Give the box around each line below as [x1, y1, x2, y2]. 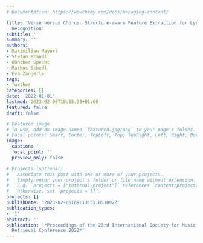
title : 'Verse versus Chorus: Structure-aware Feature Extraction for [6, 19, 188, 26]
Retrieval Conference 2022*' [11, 228, 85, 234]
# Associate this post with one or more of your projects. [6, 171, 164, 178]
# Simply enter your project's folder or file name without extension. [6, 177, 196, 183]
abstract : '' [6, 216, 39, 222]
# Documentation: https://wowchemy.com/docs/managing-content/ [6, 8, 169, 15]
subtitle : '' [6, 31, 39, 37]
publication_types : [6, 205, 56, 211]
